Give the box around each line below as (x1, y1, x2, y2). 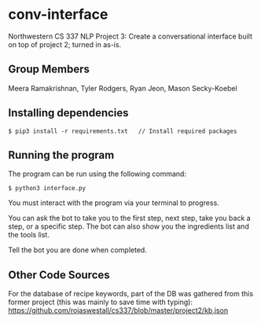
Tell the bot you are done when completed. (8, 245, 147, 255)
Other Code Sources (8, 268, 110, 281)
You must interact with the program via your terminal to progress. (8, 198, 220, 207)
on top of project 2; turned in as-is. (8, 39, 122, 49)
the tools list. (8, 230, 50, 240)
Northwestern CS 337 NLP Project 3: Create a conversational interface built (8, 31, 253, 41)
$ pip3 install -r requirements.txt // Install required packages (8, 127, 237, 135)
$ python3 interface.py (8, 185, 86, 193)
